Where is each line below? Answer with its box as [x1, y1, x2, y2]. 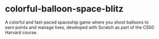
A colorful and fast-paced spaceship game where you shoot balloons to [5, 19, 149, 25]
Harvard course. [5, 29, 38, 35]
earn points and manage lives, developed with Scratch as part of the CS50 [5, 24, 154, 30]
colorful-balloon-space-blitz [5, 3, 124, 14]
